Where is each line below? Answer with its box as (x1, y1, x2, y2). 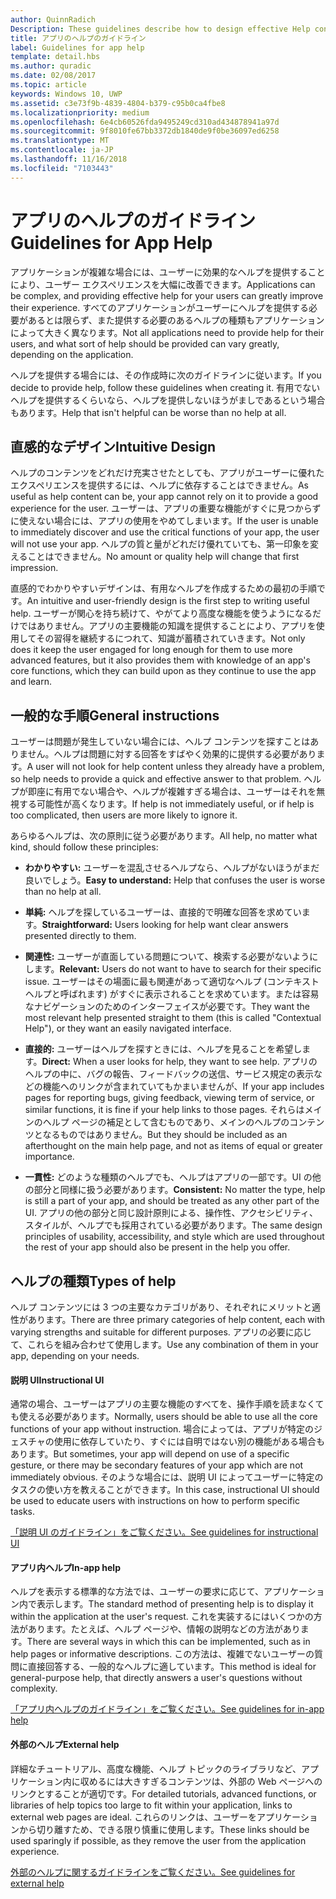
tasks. (10, 1506, 36, 1518)
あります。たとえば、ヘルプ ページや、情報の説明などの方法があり (27, 1623, 301, 1635)
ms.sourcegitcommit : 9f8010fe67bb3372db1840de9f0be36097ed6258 (10, 126, 280, 136)
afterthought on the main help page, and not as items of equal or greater (24, 1140, 323, 1152)
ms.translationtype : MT (10, 136, 110, 146)
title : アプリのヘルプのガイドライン (10, 33, 147, 43)
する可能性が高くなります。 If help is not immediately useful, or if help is (18, 798, 315, 810)
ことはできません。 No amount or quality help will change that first (27, 551, 300, 563)
